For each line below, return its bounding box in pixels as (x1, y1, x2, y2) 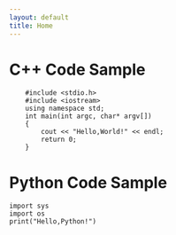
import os (9, 209, 46, 218)
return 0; (41, 135, 77, 145)
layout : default (9, 12, 69, 22)
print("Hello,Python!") (9, 217, 97, 226)
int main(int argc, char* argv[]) (25, 112, 152, 121)
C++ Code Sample (9, 59, 146, 80)
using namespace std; (25, 104, 104, 114)
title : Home (9, 21, 53, 30)
